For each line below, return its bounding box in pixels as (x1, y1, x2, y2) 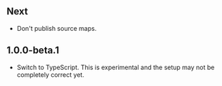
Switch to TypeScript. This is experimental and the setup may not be (16, 63, 215, 71)
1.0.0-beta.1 (6, 45, 60, 57)
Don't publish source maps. (16, 24, 97, 32)
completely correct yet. (16, 70, 85, 79)
